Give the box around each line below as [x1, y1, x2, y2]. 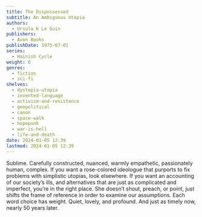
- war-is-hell [11, 126, 47, 132]
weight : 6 [6, 59, 31, 65]
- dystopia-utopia [11, 87, 58, 93]
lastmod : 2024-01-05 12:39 [6, 142, 74, 149]
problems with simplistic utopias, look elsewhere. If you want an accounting [6, 172, 194, 179]
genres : [6, 64, 26, 71]
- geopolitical [11, 103, 50, 110]
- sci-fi [11, 76, 34, 82]
